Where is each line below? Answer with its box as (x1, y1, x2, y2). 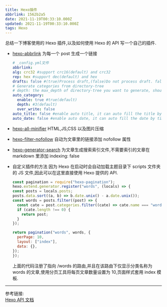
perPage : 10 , (17, 234, 44, 240)
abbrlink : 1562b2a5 (5, 12, 46, 17)
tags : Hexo (5, 26, 28, 31)
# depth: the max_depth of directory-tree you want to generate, (12, 88, 151, 93)
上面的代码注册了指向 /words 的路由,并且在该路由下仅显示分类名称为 (12, 263, 153, 269)
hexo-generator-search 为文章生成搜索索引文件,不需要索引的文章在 (12, 147, 150, 153)
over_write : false (17, 106, 55, 112)
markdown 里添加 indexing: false (12, 153, 80, 159)
